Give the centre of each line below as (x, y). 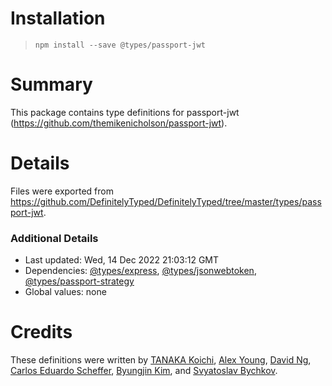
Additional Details (54, 238)
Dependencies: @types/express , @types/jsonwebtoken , (140, 271)
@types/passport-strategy (79, 281)
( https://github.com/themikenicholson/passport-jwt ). (119, 123)
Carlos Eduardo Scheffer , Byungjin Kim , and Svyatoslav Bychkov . (144, 371)
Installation (58, 18)
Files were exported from (62, 191)
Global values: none (65, 292)
